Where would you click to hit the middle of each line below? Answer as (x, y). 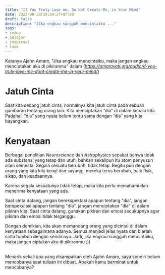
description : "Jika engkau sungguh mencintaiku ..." (61, 24)
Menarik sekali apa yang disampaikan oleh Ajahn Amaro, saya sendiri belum (82, 257)
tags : (11, 28)
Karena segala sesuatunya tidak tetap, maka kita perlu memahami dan (77, 185)
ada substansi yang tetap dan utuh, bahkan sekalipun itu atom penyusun (79, 160)
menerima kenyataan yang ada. (37, 191)
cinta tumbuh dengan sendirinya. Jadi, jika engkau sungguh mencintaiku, (80, 236)
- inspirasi (17, 42)
